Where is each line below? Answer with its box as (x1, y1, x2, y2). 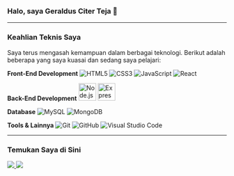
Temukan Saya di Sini (7, 145, 81, 154)
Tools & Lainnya (7, 121, 54, 129)
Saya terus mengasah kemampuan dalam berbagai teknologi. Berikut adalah (7, 48, 226, 56)
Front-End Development (7, 69, 79, 77)
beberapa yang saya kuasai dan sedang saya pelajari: (7, 56, 162, 64)
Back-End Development (7, 94, 77, 102)
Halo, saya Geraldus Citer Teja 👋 (7, 6, 118, 16)
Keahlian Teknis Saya (7, 33, 81, 42)
